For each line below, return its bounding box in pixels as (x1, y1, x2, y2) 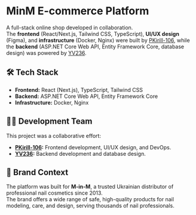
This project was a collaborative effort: (6, 132, 102, 139)
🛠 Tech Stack (6, 67, 59, 78)
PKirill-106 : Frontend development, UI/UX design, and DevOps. (14, 143, 171, 150)
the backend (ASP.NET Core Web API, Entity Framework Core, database (6, 43, 184, 50)
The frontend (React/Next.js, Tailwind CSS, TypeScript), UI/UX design (6, 30, 179, 37)
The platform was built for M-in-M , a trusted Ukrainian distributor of (6, 183, 174, 191)
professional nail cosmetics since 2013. (6, 189, 103, 196)
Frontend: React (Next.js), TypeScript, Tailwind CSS (14, 86, 143, 93)
